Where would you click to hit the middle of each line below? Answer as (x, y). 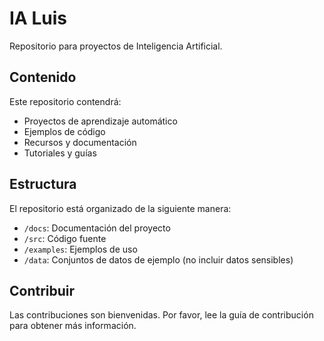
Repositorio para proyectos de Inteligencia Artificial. (116, 46)
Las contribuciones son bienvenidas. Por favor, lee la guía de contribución (161, 315)
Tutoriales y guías (60, 153)
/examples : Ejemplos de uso (80, 249)
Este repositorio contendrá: (65, 101)
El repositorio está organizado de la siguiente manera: (120, 208)
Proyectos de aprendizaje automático (100, 121)
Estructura (43, 184)
